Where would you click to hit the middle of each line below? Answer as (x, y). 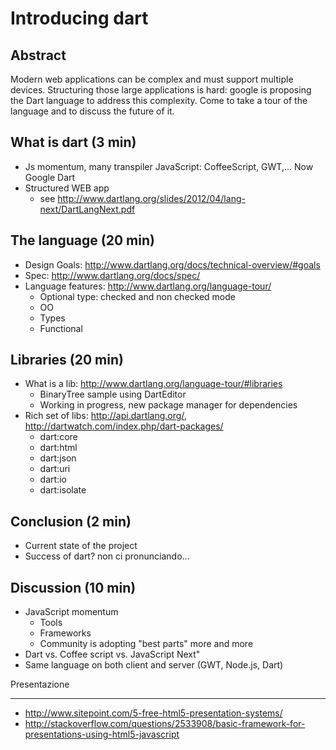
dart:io (53, 479)
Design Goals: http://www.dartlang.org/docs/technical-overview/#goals (172, 264)
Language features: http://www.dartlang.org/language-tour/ (148, 286)
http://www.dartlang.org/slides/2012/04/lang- (151, 198)
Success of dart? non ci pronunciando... (107, 556)
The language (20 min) (82, 240)
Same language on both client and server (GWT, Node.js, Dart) (154, 665)
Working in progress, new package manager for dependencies (168, 405)
